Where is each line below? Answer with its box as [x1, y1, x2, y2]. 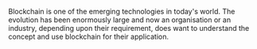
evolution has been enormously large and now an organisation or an [8, 15, 232, 24]
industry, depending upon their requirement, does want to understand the [8, 24, 250, 32]
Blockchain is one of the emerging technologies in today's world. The [8, 7, 236, 16]
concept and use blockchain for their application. [8, 32, 169, 41]
